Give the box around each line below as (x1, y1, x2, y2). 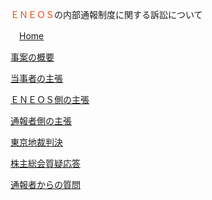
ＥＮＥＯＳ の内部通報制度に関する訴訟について (10, 9, 203, 20)
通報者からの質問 (10, 179, 81, 190)
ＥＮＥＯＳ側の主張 (10, 94, 90, 105)
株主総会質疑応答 (10, 158, 81, 169)
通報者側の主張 (10, 115, 72, 127)
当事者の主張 (10, 73, 63, 84)
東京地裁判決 (10, 136, 63, 148)
